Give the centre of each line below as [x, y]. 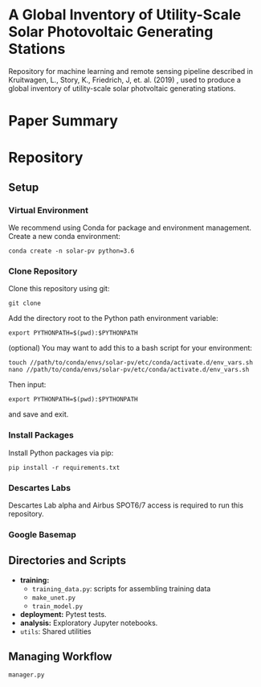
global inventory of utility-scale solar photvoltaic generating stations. [122, 88]
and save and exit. [39, 414]
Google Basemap [42, 534]
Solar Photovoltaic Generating [111, 32]
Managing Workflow [60, 657]
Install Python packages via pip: [61, 453]
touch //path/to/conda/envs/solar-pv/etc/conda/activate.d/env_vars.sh [130, 363]
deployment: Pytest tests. [63, 614]
